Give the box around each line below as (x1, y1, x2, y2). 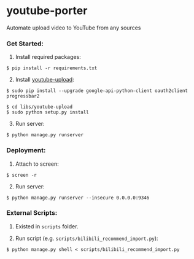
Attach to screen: (15, 160, 60, 168)
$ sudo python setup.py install (6, 109, 89, 115)
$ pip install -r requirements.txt (6, 65, 98, 71)
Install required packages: (15, 53, 81, 61)
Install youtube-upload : (15, 76, 75, 83)
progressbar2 (6, 93, 40, 99)
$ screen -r (6, 172, 37, 178)
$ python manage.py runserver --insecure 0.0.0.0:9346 (6, 195, 150, 201)
